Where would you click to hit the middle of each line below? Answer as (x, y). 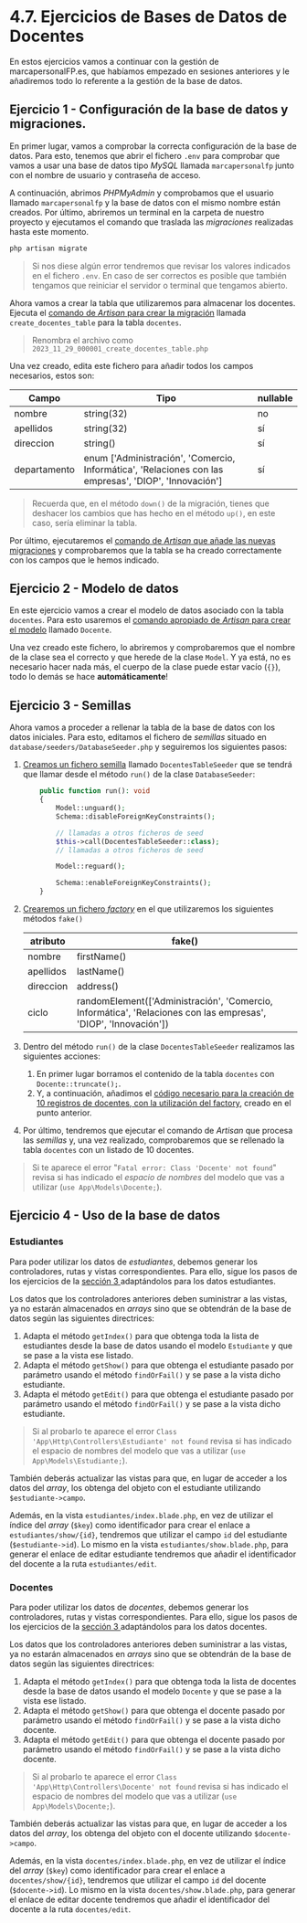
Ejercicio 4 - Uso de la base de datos (115, 1215)
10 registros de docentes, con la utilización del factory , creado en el (164, 1103)
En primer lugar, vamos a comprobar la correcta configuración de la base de (153, 146)
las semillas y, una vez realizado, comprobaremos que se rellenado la (153, 1140)
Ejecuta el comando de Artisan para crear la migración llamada (128, 312)
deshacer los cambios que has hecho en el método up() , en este (153, 512)
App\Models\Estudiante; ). (79, 1460)
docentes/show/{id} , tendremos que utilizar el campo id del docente (138, 1880)
